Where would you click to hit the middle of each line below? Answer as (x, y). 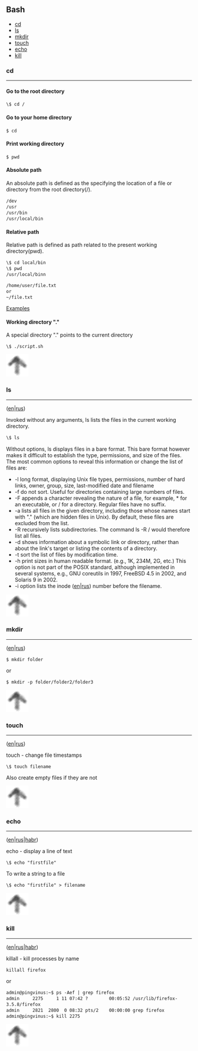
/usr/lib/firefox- (155, 998)
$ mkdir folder (25, 659)
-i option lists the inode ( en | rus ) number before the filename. (88, 586)
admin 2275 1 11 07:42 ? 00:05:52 (68, 998)
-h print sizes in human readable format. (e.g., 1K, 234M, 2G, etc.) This (100, 561)
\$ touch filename (29, 767)
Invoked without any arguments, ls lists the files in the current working (91, 419)
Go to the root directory (35, 91)
